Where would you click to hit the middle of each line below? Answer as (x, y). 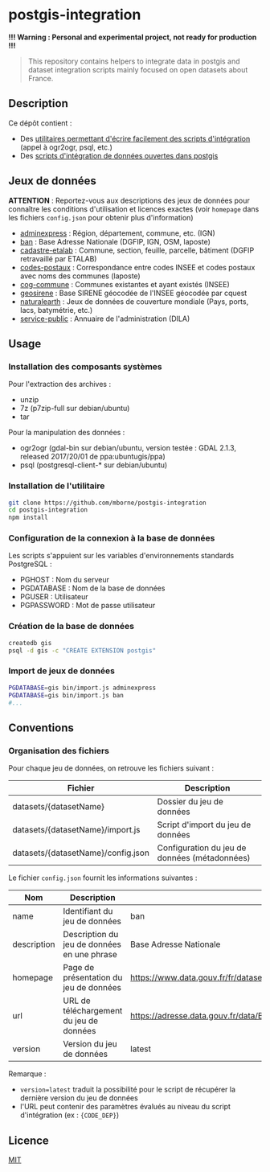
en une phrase (90, 955)
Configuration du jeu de (202, 848)
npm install (28, 518)
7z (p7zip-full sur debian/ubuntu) (75, 409)
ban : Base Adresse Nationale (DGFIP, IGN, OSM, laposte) (115, 241)
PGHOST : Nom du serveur (65, 580)
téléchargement (93, 1011)
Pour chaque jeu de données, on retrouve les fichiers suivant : (111, 768)
